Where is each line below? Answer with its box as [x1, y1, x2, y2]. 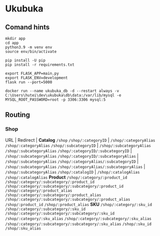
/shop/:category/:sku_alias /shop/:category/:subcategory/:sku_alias [5, 216, 152, 221]
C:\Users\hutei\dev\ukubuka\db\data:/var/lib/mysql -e [5, 93, 122, 98]
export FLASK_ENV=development [5, 75, 68, 80]
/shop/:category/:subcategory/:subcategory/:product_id [5, 184, 124, 189]
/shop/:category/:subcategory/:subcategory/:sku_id [5, 211, 115, 216]
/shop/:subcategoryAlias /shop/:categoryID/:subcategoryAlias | [5, 153, 139, 159]
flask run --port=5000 [5, 80, 52, 85]
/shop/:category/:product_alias [5, 188, 72, 193]
